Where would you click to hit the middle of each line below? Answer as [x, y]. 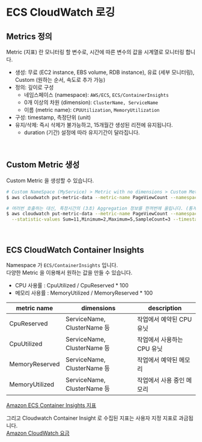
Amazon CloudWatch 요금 [38, 433]
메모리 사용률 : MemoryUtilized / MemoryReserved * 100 [84, 293]
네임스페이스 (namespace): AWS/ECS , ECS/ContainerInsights [96, 95]
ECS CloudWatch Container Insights [75, 250]
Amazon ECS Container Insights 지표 [51, 405]
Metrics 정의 [29, 36]
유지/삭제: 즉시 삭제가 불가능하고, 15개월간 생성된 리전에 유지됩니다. [94, 125]
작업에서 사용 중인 [161, 380]
